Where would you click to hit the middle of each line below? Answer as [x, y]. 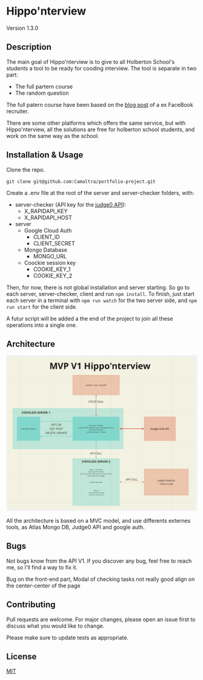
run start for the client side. [42, 307]
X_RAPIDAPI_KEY [46, 211]
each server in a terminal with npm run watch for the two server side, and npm [101, 300]
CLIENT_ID [47, 237]
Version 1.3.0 [22, 28]
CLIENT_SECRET [54, 243]
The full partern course [44, 86]
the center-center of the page [43, 585]
